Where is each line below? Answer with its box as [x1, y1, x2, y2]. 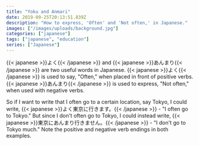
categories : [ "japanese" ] [6, 31, 70, 37]
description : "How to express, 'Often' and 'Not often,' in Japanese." [6, 20, 188, 26]
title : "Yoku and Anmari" [6, 8, 70, 15]
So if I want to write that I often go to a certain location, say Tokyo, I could [6, 98, 187, 105]
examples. [6, 132, 32, 139]
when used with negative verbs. [6, 87, 85, 94]
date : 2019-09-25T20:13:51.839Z [6, 14, 86, 20]
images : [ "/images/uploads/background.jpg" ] [6, 25, 119, 31]
